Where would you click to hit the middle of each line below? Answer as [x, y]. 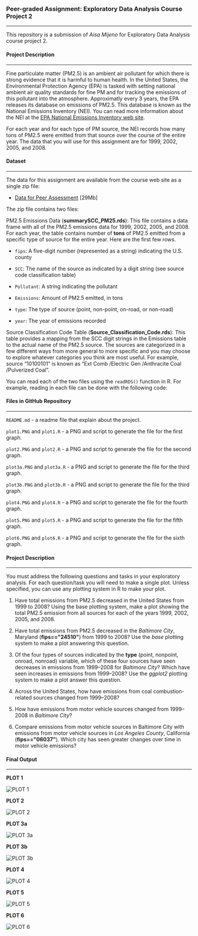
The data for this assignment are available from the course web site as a [94, 180]
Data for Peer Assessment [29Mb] [56, 198]
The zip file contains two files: [43, 209]
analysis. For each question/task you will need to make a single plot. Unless [98, 583]
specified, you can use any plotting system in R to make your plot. [86, 589]
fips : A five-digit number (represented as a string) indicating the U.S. [98, 251]
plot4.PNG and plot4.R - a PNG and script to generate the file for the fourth [97, 502]
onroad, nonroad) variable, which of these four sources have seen [95, 661]
